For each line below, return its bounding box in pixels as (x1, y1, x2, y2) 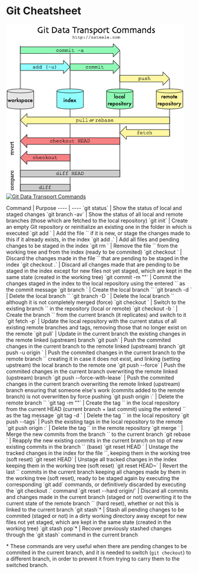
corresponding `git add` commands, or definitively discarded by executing (6, 481, 186, 488)
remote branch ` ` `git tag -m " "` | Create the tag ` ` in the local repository (6, 399, 180, 406)
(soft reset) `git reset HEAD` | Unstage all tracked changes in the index (6, 455, 177, 462)
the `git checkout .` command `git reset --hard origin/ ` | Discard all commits (6, 487, 189, 494)
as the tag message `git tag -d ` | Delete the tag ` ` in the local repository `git (6, 412, 190, 419)
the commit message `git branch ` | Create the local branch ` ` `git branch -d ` (6, 286, 192, 293)
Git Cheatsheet (6, 4, 81, 18)
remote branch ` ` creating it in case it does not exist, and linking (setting (6, 355, 181, 362)
